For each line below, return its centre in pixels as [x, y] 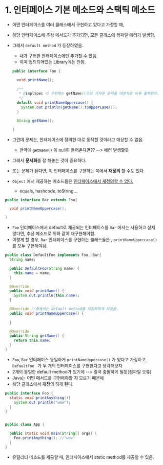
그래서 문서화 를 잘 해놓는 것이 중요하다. [49, 160]
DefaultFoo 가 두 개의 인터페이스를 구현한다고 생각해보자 [67, 366]
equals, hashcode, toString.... [49, 191]
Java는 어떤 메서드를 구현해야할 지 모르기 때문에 [58, 378]
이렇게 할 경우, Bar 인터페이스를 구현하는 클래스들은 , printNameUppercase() [85, 240]
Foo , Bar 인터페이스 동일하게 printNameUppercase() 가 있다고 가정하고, [80, 359]
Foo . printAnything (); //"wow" [45, 438]
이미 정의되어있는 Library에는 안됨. [53, 62]
